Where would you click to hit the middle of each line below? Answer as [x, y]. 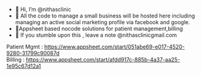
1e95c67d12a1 [24, 66]
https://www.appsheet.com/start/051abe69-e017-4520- [115, 47]
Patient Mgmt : [25, 47]
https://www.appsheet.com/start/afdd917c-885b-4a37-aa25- [103, 60]
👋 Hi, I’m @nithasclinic [43, 9]
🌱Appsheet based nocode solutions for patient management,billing [99, 28]
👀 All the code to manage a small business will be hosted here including [105, 16]
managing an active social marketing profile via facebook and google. [102, 22]
